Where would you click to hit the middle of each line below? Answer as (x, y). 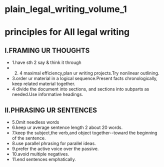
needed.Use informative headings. (47, 94)
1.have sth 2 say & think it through (47, 62)
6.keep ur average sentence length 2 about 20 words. (67, 127)
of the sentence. (29, 138)
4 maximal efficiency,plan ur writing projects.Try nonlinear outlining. (89, 73)
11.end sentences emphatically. (44, 159)
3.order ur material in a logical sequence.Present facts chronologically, (85, 78)
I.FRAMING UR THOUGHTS (47, 50)
